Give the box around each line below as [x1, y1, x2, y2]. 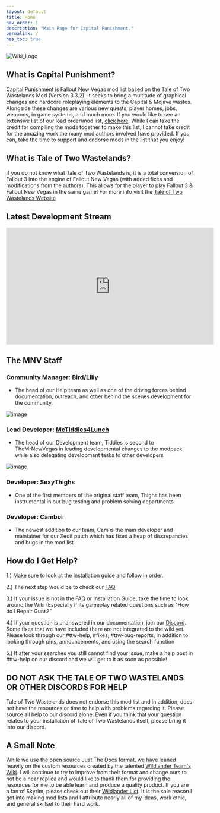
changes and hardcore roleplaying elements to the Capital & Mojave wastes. [6, 98, 192, 105]
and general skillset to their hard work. [6, 801, 100, 808]
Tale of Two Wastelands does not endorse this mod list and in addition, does [6, 698, 193, 705]
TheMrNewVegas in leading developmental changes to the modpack [14, 445, 183, 452]
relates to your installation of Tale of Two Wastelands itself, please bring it [6, 717, 186, 724]
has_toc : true [6, 36, 42, 42]
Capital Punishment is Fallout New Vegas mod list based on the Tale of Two [6, 86, 190, 93]
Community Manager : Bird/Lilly [6, 373, 99, 381]
